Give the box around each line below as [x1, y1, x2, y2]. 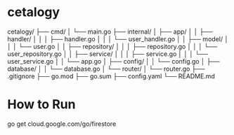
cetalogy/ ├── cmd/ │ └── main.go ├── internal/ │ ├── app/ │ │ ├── [7, 27, 213, 36]
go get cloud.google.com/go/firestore [7, 120, 117, 128]
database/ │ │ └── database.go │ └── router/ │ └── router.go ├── [7, 64, 205, 73]
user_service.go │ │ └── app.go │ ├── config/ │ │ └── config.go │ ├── [7, 57, 220, 65]
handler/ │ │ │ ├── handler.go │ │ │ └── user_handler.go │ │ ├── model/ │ [7, 34, 229, 43]
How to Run [7, 97, 76, 113]
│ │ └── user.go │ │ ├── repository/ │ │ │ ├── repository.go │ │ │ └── [7, 42, 218, 50]
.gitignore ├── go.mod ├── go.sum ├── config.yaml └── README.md [7, 71, 216, 80]
